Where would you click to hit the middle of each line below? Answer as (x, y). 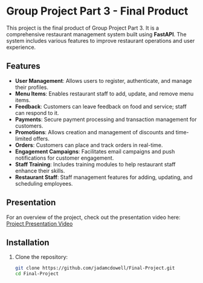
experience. (21, 47)
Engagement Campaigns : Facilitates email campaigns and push (95, 151)
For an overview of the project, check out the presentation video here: (93, 217)
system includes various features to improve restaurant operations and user (101, 41)
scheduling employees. (44, 183)
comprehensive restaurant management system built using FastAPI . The (96, 34)
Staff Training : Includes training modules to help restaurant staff (95, 164)
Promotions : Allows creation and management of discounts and (95, 132)
